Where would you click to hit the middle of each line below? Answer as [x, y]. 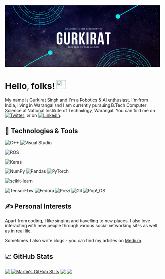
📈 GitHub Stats [29, 257]
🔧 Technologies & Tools [41, 131]
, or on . [43, 115]
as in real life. [19, 231]
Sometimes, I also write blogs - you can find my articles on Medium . [74, 241]
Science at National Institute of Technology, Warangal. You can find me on [80, 110]
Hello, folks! [30, 86]
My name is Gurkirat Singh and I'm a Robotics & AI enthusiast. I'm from [77, 100]
